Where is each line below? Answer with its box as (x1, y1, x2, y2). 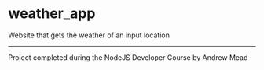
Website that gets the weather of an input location (8, 30, 170, 40)
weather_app (8, 5, 96, 23)
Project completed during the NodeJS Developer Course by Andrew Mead (8, 52, 248, 62)
